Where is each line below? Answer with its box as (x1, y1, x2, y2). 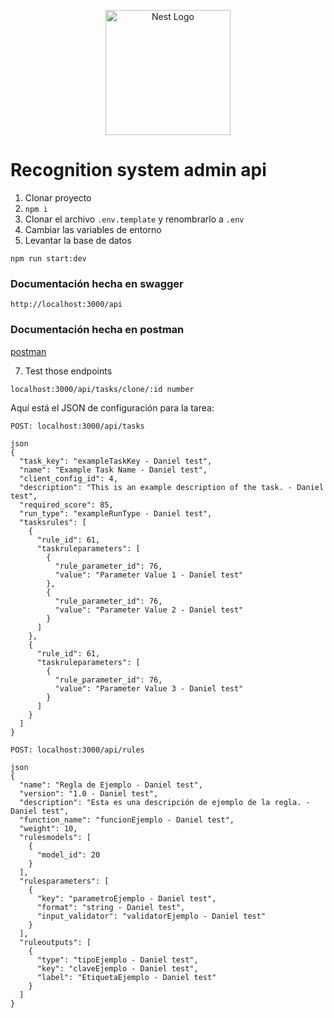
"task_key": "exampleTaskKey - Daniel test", (19, 456, 213, 466)
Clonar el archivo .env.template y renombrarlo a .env (24, 213, 245, 225)
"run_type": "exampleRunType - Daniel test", (19, 508, 213, 519)
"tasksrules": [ (19, 517, 87, 527)
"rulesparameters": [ (19, 876, 110, 886)
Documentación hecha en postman (10, 323, 185, 337)
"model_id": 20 (36, 850, 101, 860)
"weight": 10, (19, 823, 78, 834)
